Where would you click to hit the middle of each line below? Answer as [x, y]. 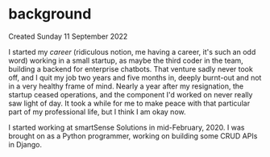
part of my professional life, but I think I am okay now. [97, 112]
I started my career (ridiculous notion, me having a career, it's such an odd [132, 52]
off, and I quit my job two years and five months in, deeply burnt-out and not [135, 77]
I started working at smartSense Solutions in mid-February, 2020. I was [127, 127]
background [50, 14]
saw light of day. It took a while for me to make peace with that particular [129, 103]
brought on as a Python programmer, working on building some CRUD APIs [133, 136]
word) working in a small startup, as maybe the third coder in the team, [126, 60]
